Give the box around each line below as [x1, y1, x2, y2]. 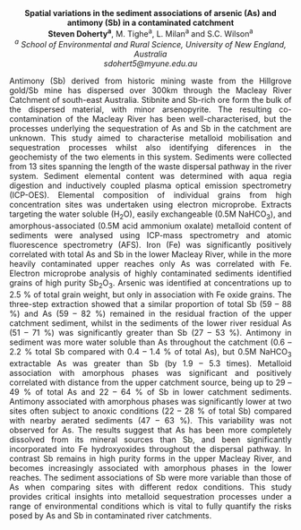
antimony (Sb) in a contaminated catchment [66, 17, 235, 28]
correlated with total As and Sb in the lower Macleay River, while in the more [9, 249, 292, 260]
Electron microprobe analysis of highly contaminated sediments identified [9, 268, 292, 279]
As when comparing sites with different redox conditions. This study [9, 482, 292, 492]
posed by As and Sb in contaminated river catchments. [9, 509, 212, 521]
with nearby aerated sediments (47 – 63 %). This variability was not [9, 415, 292, 425]
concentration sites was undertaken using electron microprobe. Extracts [9, 200, 292, 210]
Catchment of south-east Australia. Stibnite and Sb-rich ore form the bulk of [9, 95, 292, 106]
